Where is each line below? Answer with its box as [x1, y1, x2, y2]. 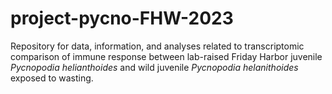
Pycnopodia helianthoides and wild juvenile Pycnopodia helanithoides [10, 61, 299, 73]
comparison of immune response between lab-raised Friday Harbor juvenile [10, 50, 323, 62]
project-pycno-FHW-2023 [10, 7, 234, 30]
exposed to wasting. [10, 72, 94, 84]
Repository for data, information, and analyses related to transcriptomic [10, 40, 305, 52]
